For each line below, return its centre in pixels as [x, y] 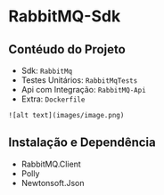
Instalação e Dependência [82, 143]
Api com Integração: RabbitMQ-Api [83, 89]
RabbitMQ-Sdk [65, 16]
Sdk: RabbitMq [47, 70]
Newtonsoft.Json [53, 183]
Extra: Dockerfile [53, 99]
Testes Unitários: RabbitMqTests [79, 80]
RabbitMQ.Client [51, 164]
